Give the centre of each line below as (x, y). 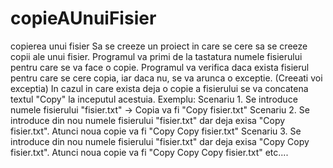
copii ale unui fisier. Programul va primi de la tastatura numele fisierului (156, 56)
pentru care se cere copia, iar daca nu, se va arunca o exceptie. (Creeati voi (166, 78)
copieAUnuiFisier (83, 18)
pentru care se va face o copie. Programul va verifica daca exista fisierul (160, 67)
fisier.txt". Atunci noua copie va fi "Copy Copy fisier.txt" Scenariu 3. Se (156, 131)
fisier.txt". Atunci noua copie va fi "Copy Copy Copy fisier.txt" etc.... (149, 152)
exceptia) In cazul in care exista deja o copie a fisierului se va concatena (159, 88)
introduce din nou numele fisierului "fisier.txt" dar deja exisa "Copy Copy (160, 141)
